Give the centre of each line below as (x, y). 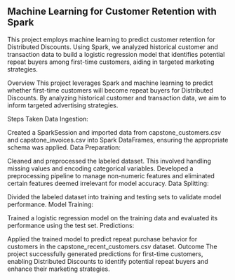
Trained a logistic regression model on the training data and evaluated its (113, 218)
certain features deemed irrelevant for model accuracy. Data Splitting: (108, 183)
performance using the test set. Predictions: (71, 225)
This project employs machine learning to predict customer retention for (111, 39)
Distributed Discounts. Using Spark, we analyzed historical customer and (113, 47)
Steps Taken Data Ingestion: (48, 119)
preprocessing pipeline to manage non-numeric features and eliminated (111, 175)
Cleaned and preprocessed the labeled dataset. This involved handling (109, 161)
